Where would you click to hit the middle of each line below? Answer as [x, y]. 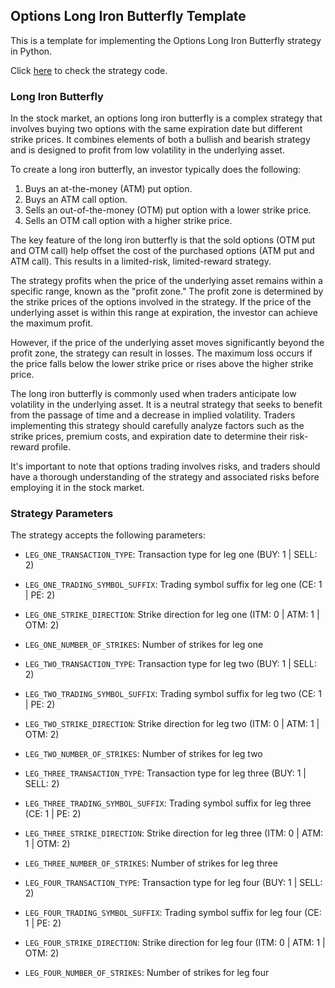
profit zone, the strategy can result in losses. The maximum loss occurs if [161, 353]
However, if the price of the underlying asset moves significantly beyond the [167, 343]
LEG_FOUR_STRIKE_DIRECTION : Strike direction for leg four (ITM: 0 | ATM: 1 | [175, 943]
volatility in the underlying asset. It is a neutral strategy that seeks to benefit [166, 405]
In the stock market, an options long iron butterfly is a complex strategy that [166, 118]
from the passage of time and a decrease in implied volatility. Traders [153, 415]
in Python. [31, 51]
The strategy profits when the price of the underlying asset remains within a [166, 281]
